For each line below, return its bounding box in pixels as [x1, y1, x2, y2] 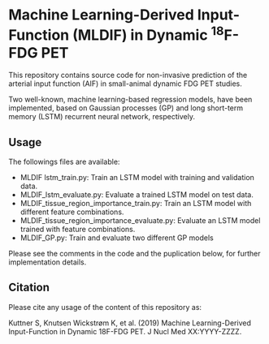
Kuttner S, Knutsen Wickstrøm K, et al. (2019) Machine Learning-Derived [8, 318, 252, 328]
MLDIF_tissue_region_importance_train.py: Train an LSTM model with [20, 199, 252, 209]
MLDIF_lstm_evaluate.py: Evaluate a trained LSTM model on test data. [20, 190, 254, 200]
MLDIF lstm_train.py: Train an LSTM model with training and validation [20, 173, 254, 183]
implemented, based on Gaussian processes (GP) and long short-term [8, 103, 244, 113]
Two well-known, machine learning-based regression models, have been [8, 95, 253, 105]
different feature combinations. [20, 207, 124, 217]
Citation [8, 281, 50, 295]
